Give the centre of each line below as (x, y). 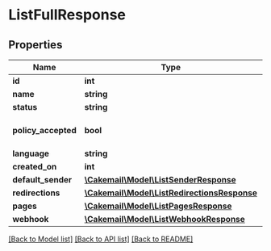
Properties (35, 45)
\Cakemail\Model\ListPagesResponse (158, 206)
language (31, 153)
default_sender (42, 180)
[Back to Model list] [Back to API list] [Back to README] (101, 239)
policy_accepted (44, 130)
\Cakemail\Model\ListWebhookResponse (165, 219)
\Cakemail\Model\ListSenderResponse (160, 180)
